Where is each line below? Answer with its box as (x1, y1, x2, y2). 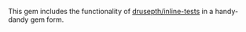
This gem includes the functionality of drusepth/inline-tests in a (8, 7, 214, 16)
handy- (215, 7, 238, 16)
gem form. (30, 15, 64, 24)
